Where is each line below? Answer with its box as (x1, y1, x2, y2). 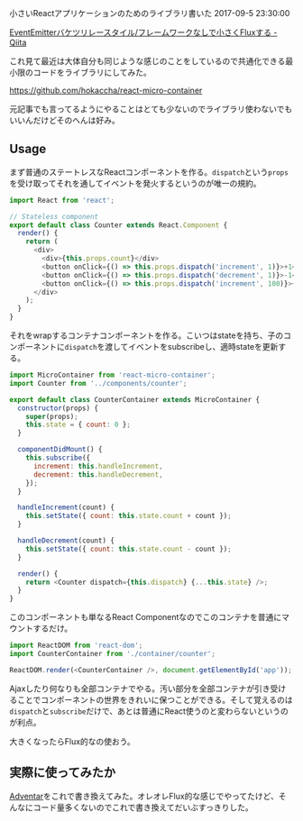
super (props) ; (25, 412, 78, 421)
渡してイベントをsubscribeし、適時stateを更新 (105, 342, 279, 352)
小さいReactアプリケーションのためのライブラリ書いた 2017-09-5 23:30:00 (9, 8, 290, 18)
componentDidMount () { (17, 445, 103, 454)
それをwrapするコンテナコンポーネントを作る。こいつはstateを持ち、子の (9, 330, 284, 341)
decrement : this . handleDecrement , (32, 470, 164, 479)
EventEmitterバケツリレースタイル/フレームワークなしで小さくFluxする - (9, 27, 278, 38)
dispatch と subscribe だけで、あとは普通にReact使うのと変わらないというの (9, 706, 289, 716)
